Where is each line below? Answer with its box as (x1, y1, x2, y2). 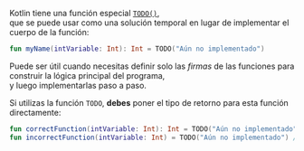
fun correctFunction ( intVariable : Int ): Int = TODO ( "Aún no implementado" (9, 124, 298, 134)
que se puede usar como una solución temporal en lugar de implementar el (9, 17, 290, 28)
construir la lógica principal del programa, (9, 70, 166, 80)
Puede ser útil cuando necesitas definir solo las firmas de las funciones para (9, 61, 295, 71)
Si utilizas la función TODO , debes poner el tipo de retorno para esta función (9, 97, 290, 108)
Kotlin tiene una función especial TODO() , (9, 8, 160, 18)
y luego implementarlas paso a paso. (9, 80, 147, 90)
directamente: (9, 107, 62, 118)
